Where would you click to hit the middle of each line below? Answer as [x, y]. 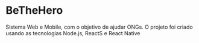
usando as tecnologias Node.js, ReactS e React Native [73, 33]
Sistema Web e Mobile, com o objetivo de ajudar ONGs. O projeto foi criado [99, 27]
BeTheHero [34, 10]
